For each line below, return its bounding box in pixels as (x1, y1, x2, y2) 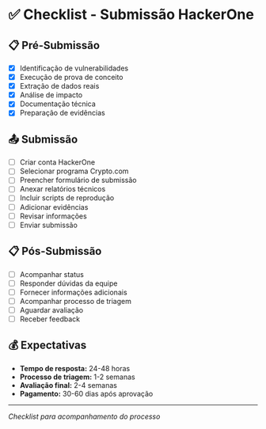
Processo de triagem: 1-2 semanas (19, 372, 136, 382)
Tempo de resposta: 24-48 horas (19, 363, 131, 373)
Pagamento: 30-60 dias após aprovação (19, 389, 154, 398)
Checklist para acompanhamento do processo (8, 412, 161, 421)
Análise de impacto (19, 90, 83, 100)
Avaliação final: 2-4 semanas (19, 380, 117, 389)
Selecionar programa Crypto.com (19, 166, 129, 176)
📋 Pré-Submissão (8, 38, 101, 52)
